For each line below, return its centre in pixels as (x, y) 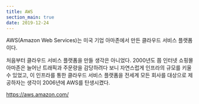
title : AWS (20, 12)
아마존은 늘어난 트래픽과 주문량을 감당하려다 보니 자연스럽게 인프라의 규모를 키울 (99, 68)
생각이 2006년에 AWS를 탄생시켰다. (68, 83)
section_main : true (30, 17)
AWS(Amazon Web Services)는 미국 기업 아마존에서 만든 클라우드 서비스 (91, 40)
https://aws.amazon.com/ (38, 94)
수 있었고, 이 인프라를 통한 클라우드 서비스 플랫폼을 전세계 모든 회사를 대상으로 (97, 75)
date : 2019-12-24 (28, 23)
